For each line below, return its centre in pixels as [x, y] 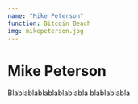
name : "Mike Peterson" [46, 16]
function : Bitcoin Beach [49, 23]
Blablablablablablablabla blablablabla [69, 93]
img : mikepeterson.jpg [46, 31]
